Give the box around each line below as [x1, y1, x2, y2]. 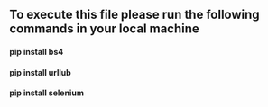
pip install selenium [9, 87, 84, 98]
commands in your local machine [9, 22, 200, 37]
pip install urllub [9, 67, 72, 77]
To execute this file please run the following [9, 7, 260, 22]
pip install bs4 [9, 46, 64, 57]
